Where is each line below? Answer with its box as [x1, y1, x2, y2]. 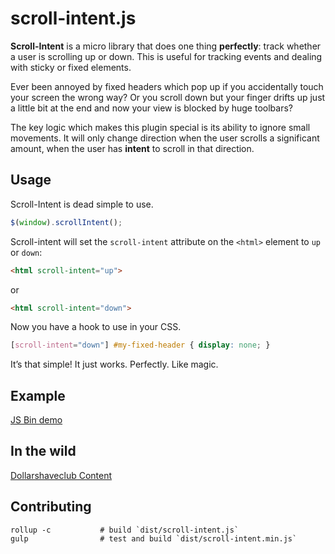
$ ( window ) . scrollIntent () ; [10, 217, 123, 227]
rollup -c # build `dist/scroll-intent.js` [10, 525, 240, 535]
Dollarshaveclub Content [10, 469, 113, 481]
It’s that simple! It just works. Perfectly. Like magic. [10, 358, 219, 371]
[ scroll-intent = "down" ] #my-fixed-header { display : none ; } [10, 340, 271, 351]
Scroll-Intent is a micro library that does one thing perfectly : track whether [10, 40, 322, 52]
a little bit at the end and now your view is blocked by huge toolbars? [10, 102, 293, 114]
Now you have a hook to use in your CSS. [10, 321, 182, 333]
